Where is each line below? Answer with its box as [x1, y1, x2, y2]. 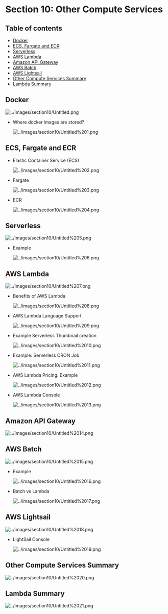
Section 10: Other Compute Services [5, 4, 163, 15]
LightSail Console [12, 536, 50, 542]
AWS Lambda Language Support [12, 313, 82, 319]
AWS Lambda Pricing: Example [12, 372, 78, 378]
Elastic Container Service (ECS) [12, 157, 80, 163]
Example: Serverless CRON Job [12, 352, 80, 358]
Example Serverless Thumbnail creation [12, 333, 97, 339]
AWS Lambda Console [12, 392, 60, 398]
